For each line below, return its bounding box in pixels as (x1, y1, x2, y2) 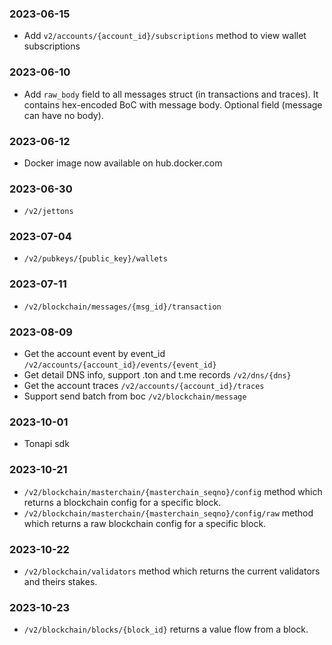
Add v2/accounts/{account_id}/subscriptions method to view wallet (23, 30, 307, 42)
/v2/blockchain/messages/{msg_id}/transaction (23, 302, 222, 312)
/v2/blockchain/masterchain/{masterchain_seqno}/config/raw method (23, 507, 314, 519)
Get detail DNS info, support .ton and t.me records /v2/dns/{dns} (23, 369, 292, 381)
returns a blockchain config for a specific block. (23, 496, 222, 508)
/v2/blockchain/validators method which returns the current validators (23, 565, 321, 577)
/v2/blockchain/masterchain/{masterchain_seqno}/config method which (23, 485, 323, 497)
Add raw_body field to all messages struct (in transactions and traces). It (23, 88, 319, 100)
